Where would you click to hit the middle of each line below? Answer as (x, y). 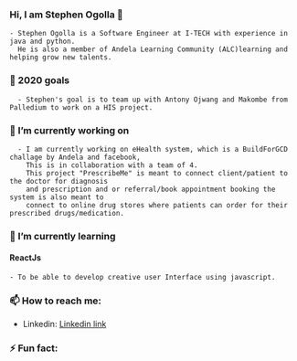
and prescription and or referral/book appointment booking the (151, 189)
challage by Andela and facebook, (75, 157)
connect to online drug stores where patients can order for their (157, 205)
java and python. (42, 42)
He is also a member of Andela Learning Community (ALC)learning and (153, 49)
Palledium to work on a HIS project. (81, 107)
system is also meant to (57, 197)
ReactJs (26, 258)
